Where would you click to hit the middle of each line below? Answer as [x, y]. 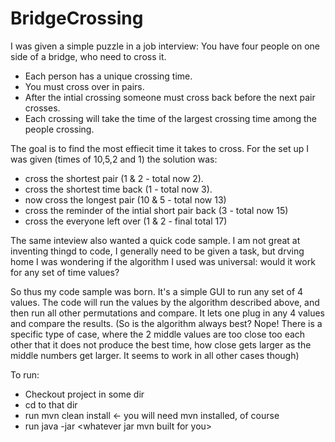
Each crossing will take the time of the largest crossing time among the [171, 118]
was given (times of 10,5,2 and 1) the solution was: [114, 159]
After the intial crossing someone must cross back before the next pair [170, 97]
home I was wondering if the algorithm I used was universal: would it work [163, 261]
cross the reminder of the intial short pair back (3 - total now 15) [156, 210]
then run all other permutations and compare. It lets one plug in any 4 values [168, 313]
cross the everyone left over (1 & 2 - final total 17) [126, 221]
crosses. [42, 108]
